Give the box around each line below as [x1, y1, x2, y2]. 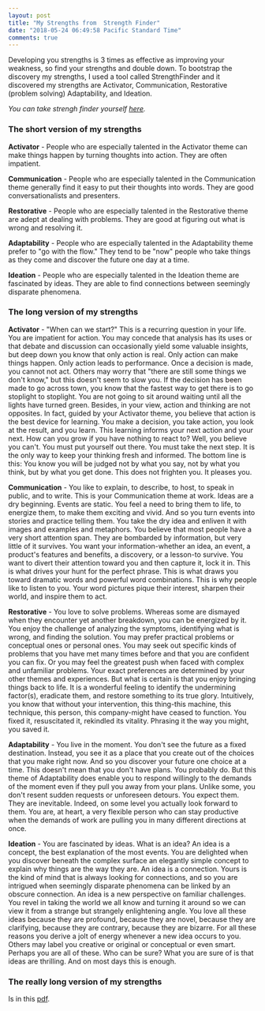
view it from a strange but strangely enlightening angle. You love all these [8, 906, 247, 915]
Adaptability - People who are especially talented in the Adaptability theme [8, 238, 254, 247]
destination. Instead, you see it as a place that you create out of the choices [8, 748, 255, 757]
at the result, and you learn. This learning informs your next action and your [8, 425, 254, 434]
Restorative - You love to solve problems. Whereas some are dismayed [8, 607, 241, 616]
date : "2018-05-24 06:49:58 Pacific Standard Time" [8, 26, 181, 34]
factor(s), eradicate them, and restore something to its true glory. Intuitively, [8, 690, 255, 700]
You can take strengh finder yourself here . [8, 104, 146, 114]
